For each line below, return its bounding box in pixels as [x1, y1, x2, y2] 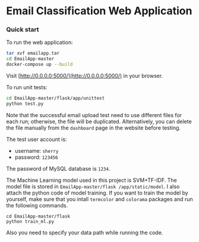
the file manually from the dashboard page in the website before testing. [6, 124, 181, 131]
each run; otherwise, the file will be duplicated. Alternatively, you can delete [6, 118, 192, 125]
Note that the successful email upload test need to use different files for [6, 111, 182, 118]
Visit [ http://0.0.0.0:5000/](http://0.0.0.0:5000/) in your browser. [6, 73, 163, 80]
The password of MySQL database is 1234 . [6, 165, 110, 172]
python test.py [6, 100, 44, 106]
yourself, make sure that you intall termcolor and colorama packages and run [6, 195, 193, 203]
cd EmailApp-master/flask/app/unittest [6, 95, 105, 102]
